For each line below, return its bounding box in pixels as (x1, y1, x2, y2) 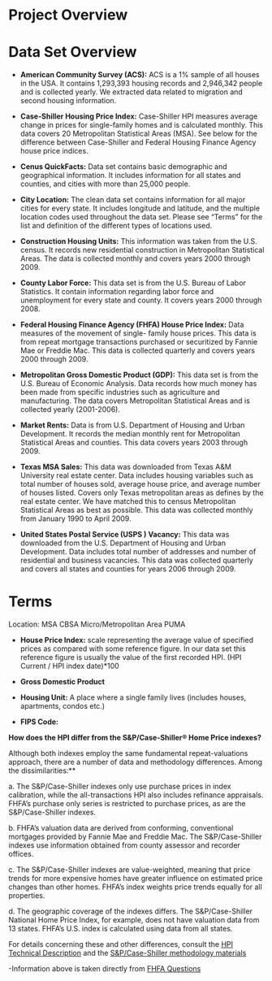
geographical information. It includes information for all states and (19, 171, 241, 180)
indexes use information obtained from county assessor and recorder (8, 840, 241, 850)
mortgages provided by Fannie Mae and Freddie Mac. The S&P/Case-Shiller (8, 831, 262, 842)
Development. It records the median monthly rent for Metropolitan (19, 429, 241, 439)
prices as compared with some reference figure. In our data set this (19, 644, 246, 653)
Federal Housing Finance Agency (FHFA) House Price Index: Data (19, 319, 244, 330)
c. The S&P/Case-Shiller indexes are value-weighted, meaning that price (8, 865, 251, 875)
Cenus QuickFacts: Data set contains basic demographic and (19, 162, 227, 171)
